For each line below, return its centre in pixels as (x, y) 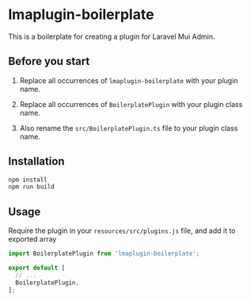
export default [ (37, 268)
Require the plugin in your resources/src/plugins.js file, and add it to (122, 231)
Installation (36, 161)
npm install (28, 180)
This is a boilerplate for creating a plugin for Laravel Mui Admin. (112, 36)
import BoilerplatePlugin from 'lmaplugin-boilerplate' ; (104, 254)
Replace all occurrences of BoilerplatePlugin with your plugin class (131, 104)
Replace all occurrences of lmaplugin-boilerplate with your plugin (129, 80)
